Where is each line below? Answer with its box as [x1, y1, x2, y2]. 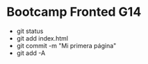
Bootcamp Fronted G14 [6, 4, 142, 20]
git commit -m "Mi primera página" [16, 41, 117, 50]
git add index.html [16, 34, 69, 42]
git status [16, 27, 44, 35]
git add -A [16, 49, 46, 57]
